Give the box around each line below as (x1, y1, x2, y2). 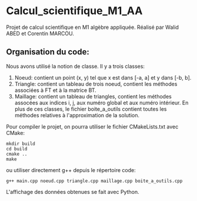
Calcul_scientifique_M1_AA (6, 4, 143, 18)
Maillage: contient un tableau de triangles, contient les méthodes (14, 93, 172, 100)
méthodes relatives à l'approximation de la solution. (14, 111, 140, 118)
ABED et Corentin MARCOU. (6, 29, 75, 37)
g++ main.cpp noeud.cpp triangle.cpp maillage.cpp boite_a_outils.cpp (6, 178, 183, 184)
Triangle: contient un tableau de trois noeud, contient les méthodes (14, 80, 178, 87)
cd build (6, 146, 28, 151)
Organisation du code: (6, 47, 89, 57)
